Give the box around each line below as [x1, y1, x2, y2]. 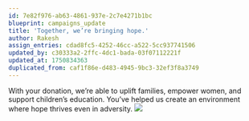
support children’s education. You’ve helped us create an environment [8, 94, 241, 104]
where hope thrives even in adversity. [8, 103, 133, 113]
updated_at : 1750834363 [8, 57, 88, 65]
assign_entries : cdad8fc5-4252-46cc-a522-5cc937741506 [8, 42, 196, 50]
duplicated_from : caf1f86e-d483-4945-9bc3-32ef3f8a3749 [8, 64, 199, 72]
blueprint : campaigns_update [8, 19, 106, 27]
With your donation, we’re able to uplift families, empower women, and [8, 86, 242, 95]
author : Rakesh [8, 34, 59, 42]
